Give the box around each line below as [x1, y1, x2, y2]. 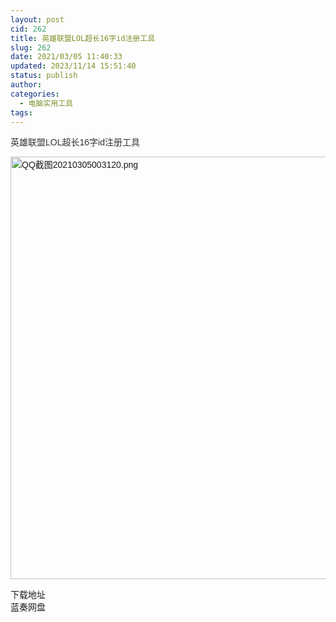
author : [10, 80, 43, 90]
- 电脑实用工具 [19, 98, 74, 108]
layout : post [10, 14, 65, 25]
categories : [10, 89, 60, 99]
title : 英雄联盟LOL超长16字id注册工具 [10, 33, 156, 43]
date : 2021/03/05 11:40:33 [10, 52, 123, 62]
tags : [10, 107, 33, 118]
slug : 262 [10, 42, 52, 53]
